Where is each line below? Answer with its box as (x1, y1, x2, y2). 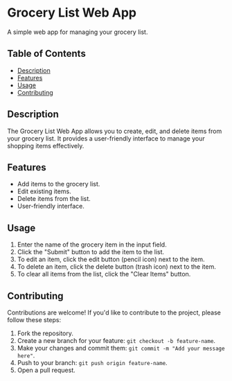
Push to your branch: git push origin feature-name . (17, 359, 168, 366)
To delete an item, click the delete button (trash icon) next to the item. (17, 263, 216, 271)
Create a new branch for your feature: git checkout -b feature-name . (17, 337, 216, 344)
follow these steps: (7, 316, 61, 324)
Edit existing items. (17, 187, 71, 195)
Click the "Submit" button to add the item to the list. (17, 248, 165, 256)
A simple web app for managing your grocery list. (7, 28, 148, 36)
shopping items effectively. (7, 141, 84, 150)
